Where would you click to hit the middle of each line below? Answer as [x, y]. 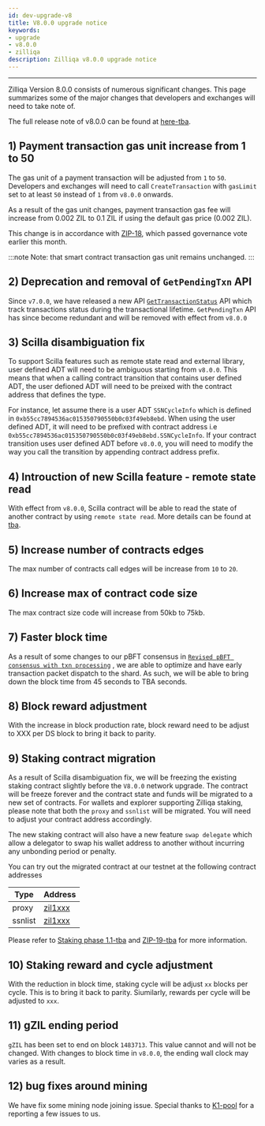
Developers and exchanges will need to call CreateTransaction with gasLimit [132, 185]
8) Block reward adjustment [78, 706]
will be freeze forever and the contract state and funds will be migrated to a [131, 795]
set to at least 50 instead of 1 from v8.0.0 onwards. [91, 194]
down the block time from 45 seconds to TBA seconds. [98, 681]
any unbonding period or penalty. [62, 851]
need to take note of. [42, 106]
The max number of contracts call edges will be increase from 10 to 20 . [123, 568]
